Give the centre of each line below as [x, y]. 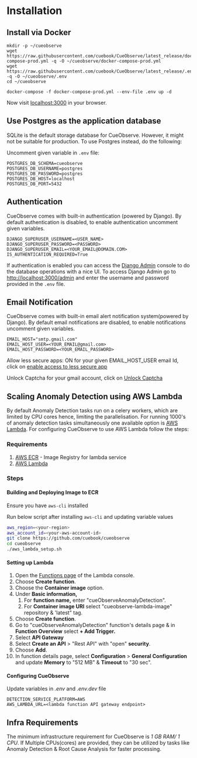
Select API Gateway [39, 638]
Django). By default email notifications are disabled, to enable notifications [96, 322]
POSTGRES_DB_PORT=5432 [34, 184]
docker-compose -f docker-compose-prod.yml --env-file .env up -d [89, 92]
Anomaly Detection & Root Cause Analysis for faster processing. [84, 749]
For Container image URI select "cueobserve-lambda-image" [98, 607]
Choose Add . [31, 650]
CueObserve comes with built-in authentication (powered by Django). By [94, 216]
